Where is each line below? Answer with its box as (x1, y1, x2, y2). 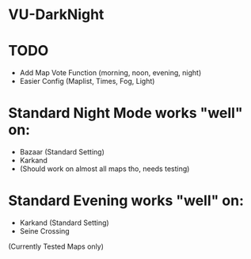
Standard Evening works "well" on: (8, 192, 244, 210)
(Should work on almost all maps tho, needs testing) (19, 164, 190, 173)
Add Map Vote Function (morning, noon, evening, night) (19, 68, 202, 78)
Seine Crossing (19, 227, 70, 235)
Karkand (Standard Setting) (19, 218, 109, 227)
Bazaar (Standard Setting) (19, 147, 105, 157)
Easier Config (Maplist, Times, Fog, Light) (19, 77, 155, 86)
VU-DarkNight (8, 6, 105, 24)
